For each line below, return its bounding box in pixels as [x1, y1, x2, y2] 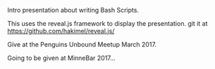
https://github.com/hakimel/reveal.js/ [7, 27, 115, 35]
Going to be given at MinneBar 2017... [7, 54, 116, 62]
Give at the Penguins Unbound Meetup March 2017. [7, 40, 157, 48]
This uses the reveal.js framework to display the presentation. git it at [7, 20, 208, 27]
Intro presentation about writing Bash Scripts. [7, 6, 140, 14]
